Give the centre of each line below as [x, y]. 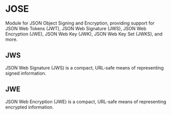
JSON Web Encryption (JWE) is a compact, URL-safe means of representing [86, 101]
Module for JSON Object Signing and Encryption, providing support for [80, 23]
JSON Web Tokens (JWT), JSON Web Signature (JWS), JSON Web [76, 28]
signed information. [26, 73]
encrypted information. [29, 107]
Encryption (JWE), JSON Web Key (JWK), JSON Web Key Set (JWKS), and [84, 34]
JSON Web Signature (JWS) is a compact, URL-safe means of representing [84, 67]
